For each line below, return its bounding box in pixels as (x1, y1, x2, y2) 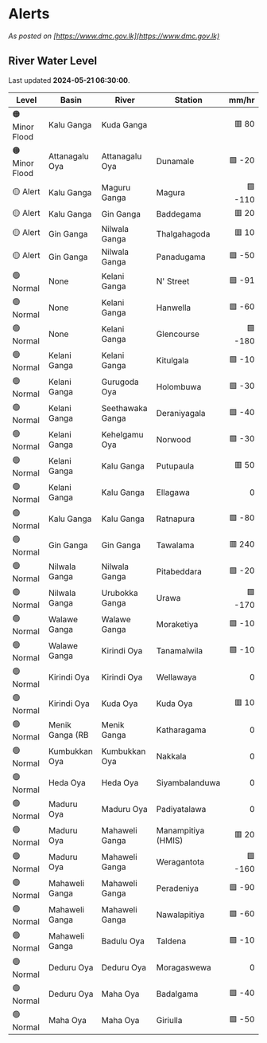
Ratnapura (156, 513, 195, 524)
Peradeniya (156, 883, 199, 894)
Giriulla (156, 1015, 183, 1026)
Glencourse (156, 328, 200, 339)
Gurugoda (101, 376, 139, 387)
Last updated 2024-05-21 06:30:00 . (8, 75, 130, 84)
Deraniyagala (156, 408, 206, 419)
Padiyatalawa (156, 804, 207, 815)
